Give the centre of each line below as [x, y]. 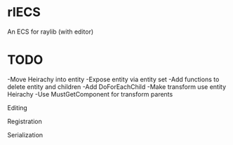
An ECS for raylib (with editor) [51, 32]
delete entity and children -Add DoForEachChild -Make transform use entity [117, 87]
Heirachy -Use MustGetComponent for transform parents [90, 94]
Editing [18, 108]
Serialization [25, 134]
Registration [25, 121]
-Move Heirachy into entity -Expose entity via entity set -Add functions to [113, 79]
